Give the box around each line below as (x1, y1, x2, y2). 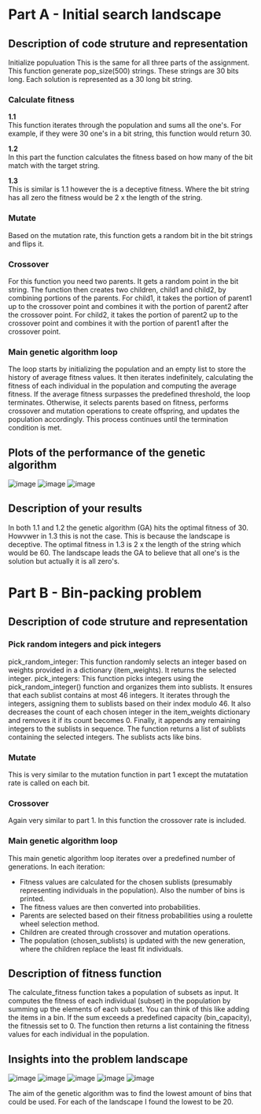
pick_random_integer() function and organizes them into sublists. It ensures (8, 682, 253, 691)
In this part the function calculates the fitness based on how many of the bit (8, 152, 253, 162)
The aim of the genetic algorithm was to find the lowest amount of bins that (8, 1089, 252, 1098)
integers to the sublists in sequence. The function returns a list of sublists (8, 724, 246, 733)
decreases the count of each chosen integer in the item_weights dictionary (8, 707, 251, 717)
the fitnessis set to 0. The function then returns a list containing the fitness (8, 1021, 250, 1030)
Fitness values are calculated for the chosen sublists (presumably (19, 877, 233, 886)
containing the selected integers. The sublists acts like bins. (8, 732, 202, 742)
